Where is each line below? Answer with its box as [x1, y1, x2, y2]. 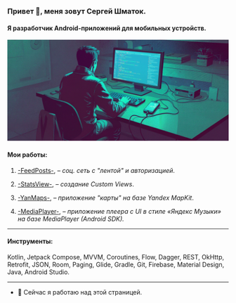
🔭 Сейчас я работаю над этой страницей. [17, 288, 143, 296]
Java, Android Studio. [7, 267, 70, 276]
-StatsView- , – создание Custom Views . [17, 179, 135, 188]
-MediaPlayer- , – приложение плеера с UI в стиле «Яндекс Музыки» [17, 207, 221, 215]
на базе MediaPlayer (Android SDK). [17, 214, 124, 223]
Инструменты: [7, 237, 53, 245]
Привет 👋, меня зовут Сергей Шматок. [7, 6, 146, 16]
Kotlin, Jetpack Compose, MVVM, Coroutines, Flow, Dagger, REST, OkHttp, [7, 252, 225, 261]
